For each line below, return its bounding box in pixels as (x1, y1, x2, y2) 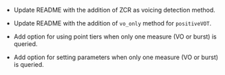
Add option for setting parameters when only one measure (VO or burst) (13, 53, 219, 61)
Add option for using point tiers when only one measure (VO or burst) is (13, 32, 217, 41)
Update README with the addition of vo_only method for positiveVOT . (13, 19, 212, 27)
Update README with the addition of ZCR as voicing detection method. (13, 6, 215, 14)
